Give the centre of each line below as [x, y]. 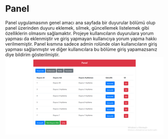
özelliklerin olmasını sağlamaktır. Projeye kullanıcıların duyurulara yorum [79, 33]
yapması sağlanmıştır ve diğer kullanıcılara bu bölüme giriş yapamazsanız [81, 49]
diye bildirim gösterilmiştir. [32, 54]
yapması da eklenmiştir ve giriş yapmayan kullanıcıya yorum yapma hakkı [81, 39]
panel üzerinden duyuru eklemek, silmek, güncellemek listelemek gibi [77, 28]
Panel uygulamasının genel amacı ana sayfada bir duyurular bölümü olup [80, 23]
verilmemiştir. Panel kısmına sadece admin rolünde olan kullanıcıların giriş [81, 44]
